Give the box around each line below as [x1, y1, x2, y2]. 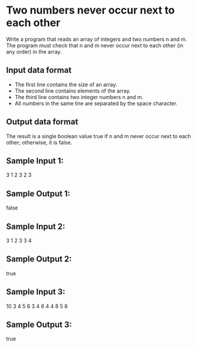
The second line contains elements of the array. [14, 87, 131, 94]
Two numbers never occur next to [6, 4, 175, 17]
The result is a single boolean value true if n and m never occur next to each [6, 132, 192, 139]
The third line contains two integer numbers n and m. [14, 93, 144, 100]
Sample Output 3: [6, 320, 73, 330]
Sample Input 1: [6, 156, 64, 166]
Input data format [6, 66, 72, 76]
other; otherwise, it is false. [6, 139, 73, 146]
